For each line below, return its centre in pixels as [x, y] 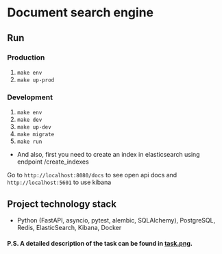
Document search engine [81, 13]
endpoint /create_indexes [53, 162]
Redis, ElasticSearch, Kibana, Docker [69, 227]
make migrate [36, 135]
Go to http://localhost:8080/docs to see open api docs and [92, 175]
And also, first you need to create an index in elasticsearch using [108, 155]
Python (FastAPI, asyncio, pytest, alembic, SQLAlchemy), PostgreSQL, [116, 220]
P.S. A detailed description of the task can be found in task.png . [100, 243]
